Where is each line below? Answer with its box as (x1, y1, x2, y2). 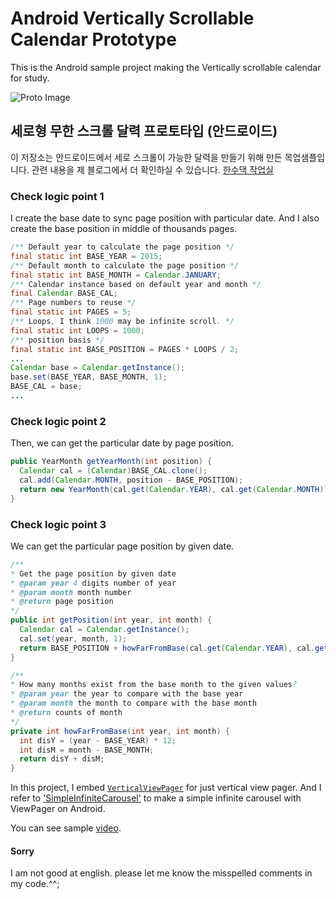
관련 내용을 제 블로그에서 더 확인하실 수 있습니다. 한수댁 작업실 (31, 163, 274, 176)
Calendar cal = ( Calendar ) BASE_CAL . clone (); (19, 466, 208, 476)
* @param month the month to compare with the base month (10, 698, 257, 709)
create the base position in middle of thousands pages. (10, 223, 238, 235)
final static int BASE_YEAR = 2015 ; (10, 251, 163, 261)
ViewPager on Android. (10, 803, 106, 815)
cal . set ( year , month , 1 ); (19, 633, 128, 644)
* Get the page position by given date (10, 568, 177, 579)
